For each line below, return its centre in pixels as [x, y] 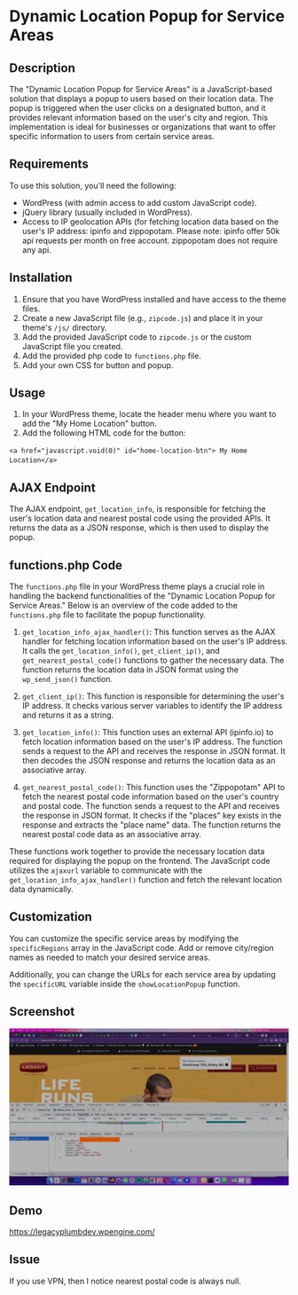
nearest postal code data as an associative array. [112, 835]
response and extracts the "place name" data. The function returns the [152, 825]
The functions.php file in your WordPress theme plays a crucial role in [137, 586]
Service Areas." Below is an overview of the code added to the [123, 606]
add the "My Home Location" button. [89, 424]
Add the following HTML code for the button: [104, 433]
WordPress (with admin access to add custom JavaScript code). [139, 202]
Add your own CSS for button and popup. [98, 365]
